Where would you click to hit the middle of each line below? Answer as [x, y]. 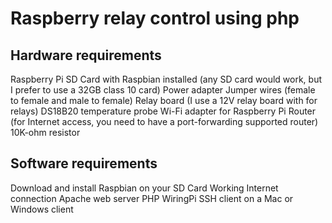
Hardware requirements [86, 55]
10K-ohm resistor [45, 132]
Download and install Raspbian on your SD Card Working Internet [144, 188]
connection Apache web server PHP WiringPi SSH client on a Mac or [152, 198]
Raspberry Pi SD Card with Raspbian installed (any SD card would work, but [166, 79]
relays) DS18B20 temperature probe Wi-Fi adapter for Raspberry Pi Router [163, 111]
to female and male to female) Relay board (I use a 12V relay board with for [164, 100]
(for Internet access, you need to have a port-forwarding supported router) [164, 121]
